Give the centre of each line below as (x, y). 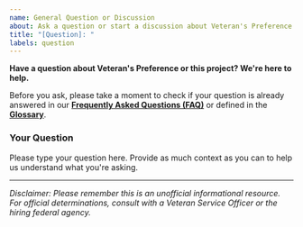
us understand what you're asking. (73, 167)
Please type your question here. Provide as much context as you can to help (151, 158)
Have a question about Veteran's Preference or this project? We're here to (151, 68)
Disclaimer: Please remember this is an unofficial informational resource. (145, 193)
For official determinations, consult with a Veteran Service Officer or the (143, 203)
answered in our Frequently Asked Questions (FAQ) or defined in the (138, 105)
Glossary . (28, 114)
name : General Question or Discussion (82, 18)
